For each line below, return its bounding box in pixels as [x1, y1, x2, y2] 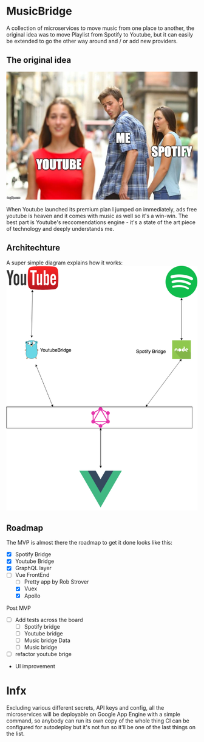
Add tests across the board [15, 616, 83, 623]
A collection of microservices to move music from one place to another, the [6, 24, 195, 32]
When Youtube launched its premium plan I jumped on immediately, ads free [6, 205, 197, 213]
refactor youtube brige [15, 650, 72, 657]
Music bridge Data [24, 637, 71, 644]
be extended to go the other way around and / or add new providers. [6, 37, 178, 44]
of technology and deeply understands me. [6, 225, 114, 232]
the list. [6, 730, 25, 737]
